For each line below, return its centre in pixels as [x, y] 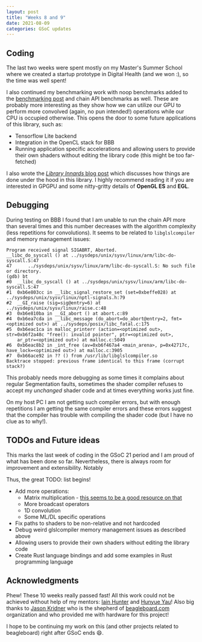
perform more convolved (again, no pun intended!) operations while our [95, 112]
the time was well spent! [36, 81]
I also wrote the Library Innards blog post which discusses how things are [98, 173]
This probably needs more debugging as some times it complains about [95, 377]
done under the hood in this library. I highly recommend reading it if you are [100, 180]
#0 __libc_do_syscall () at [43, 281]
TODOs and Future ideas [53, 441]
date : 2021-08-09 [28, 23]
